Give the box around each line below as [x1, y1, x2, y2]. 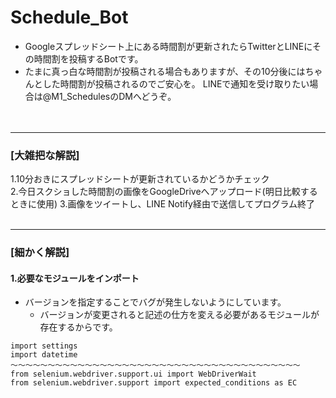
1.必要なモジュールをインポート [10, 272, 140, 284]
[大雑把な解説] [10, 148, 80, 162]
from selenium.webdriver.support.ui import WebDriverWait [10, 369, 257, 380]
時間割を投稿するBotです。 [33, 52, 144, 65]
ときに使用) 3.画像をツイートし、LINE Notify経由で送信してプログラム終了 [10, 198, 316, 210]
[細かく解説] [10, 246, 70, 260]
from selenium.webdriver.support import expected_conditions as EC [10, 378, 298, 388]
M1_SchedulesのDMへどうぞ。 [51, 90, 177, 102]
